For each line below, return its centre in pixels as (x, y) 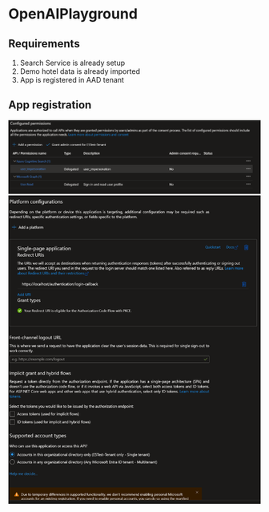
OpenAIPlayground (73, 14)
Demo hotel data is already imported (80, 71)
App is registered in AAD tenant (72, 80)
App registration (50, 105)
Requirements (44, 44)
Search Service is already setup (72, 63)
